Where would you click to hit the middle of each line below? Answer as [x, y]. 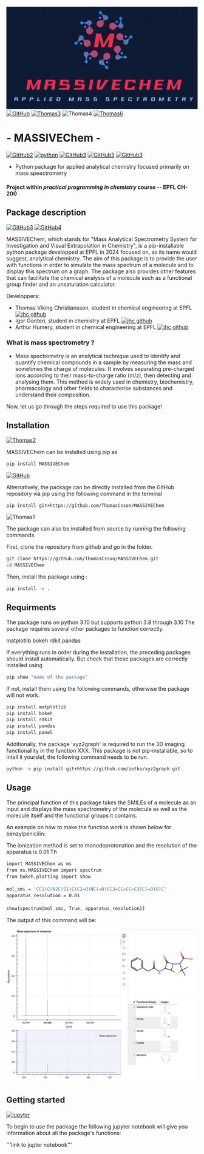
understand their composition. [53, 395]
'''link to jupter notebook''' [39, 1144]
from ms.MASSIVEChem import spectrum [54, 870]
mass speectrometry [41, 173]
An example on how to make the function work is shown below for [89, 827]
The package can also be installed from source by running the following [96, 529]
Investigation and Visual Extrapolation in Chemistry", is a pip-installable [95, 245]
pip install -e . [28, 589]
